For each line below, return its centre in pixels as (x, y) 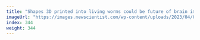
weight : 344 (21, 28)
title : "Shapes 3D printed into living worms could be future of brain (97, 11)
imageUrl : (18, 17)
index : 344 (20, 22)
